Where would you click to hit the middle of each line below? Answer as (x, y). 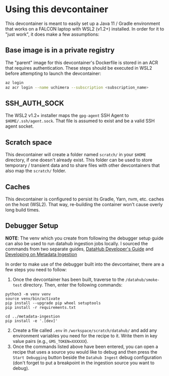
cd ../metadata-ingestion (32, 316)
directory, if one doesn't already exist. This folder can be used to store (79, 160)
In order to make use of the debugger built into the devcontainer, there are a (85, 264)
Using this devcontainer (57, 9)
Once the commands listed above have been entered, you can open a (85, 346)
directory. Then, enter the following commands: (73, 285)
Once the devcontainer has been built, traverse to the (68, 279)
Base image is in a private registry (60, 50)
